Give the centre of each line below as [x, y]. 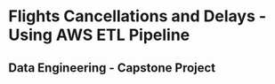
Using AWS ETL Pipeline [99, 35]
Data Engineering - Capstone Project [112, 68]
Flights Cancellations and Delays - [137, 16]
